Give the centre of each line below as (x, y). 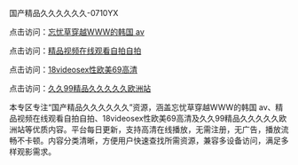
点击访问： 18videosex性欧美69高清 (73, 70)
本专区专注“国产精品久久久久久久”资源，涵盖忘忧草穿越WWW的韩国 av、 (142, 107)
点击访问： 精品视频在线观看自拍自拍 (75, 51)
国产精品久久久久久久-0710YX (64, 13)
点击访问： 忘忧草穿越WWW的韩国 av (77, 32)
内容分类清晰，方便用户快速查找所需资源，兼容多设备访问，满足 (164, 141)
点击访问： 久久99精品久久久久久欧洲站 (80, 88)
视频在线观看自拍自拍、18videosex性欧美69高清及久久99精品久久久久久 (148, 118)
